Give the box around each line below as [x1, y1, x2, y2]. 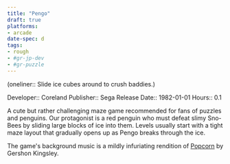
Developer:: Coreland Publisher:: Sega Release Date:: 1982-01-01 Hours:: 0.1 [7, 93, 222, 102]
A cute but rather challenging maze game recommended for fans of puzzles [7, 106, 222, 115]
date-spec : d [7, 36, 45, 43]
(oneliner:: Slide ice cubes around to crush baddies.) [7, 80, 156, 88]
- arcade [7, 29, 32, 36]
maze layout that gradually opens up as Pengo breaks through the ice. [7, 128, 206, 137]
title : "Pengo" [7, 10, 51, 17]
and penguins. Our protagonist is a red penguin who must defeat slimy [7, 114, 207, 122]
